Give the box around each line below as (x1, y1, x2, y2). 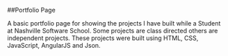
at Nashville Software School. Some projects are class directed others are (7, 27, 218, 35)
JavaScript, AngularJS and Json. (7, 41, 101, 49)
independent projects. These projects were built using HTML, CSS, (7, 34, 199, 42)
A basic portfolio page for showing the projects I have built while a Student (7, 19, 221, 27)
